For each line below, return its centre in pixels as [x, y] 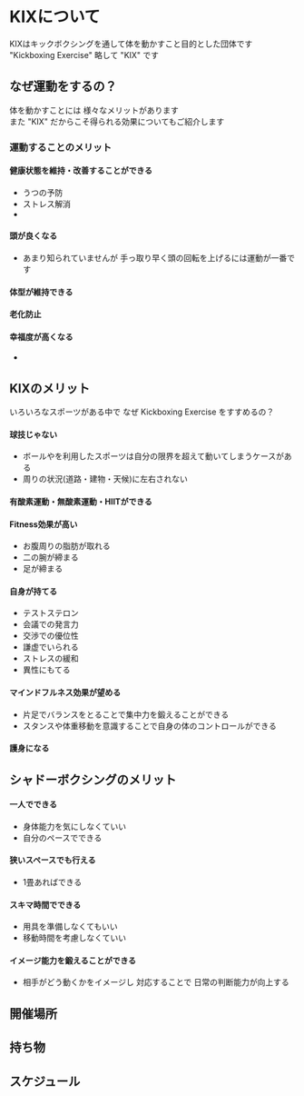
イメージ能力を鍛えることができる [73, 960]
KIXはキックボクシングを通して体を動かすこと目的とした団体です [131, 44]
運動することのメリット [60, 147]
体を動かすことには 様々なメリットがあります [94, 110]
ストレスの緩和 [50, 659]
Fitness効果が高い [44, 524]
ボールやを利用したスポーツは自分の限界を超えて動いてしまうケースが [153, 456]
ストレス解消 [46, 204]
